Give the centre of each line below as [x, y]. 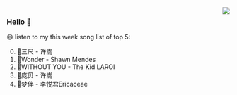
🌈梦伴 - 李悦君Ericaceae [52, 84]
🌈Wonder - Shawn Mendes [56, 60]
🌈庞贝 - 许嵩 [35, 75]
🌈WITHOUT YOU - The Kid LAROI [66, 67]
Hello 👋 [19, 22]
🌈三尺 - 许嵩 [35, 51]
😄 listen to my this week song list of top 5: [69, 37]
